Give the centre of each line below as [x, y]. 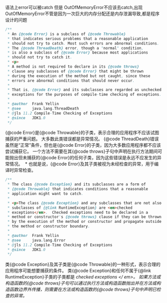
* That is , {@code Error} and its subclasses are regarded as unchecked [84, 90]
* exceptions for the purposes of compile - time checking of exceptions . [84, 95]
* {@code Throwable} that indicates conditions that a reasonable [78, 189]
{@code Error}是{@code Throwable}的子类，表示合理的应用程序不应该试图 [82, 133]
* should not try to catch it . [40, 57]
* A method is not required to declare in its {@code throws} [73, 67]
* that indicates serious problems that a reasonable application [78, 39]
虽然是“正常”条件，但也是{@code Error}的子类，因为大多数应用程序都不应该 [83, 145]
